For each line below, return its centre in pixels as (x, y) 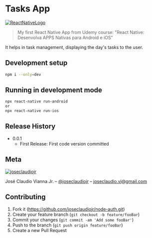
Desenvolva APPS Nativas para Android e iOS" (65, 37)
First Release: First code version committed (64, 143)
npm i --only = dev (23, 74)
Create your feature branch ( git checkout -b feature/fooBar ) (76, 214)
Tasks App (28, 9)
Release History (30, 126)
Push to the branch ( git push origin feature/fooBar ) (68, 225)
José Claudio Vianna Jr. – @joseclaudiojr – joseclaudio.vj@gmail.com (76, 181)
